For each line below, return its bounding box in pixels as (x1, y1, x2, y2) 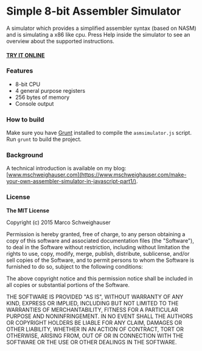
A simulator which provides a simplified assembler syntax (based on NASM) (6, 24, 197, 32)
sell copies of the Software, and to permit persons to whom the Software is (6, 256, 195, 264)
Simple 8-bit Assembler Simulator (6, 4, 181, 18)
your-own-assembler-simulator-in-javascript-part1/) (6, 178, 137, 185)
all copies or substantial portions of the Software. (6, 281, 130, 288)
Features (6, 67, 33, 75)
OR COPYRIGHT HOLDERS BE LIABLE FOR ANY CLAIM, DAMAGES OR (6, 319, 183, 326)
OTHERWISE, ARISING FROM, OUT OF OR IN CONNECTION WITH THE (6, 331, 184, 339)
